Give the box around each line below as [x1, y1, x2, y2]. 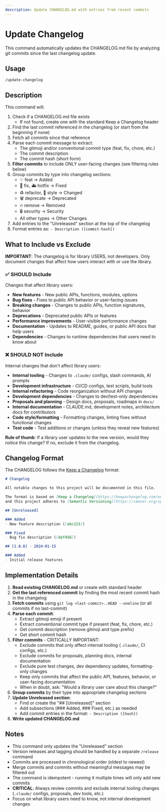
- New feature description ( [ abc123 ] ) [5, 521, 85, 527]
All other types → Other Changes [19, 216, 87, 222]
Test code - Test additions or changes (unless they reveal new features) [12, 425, 160, 431]
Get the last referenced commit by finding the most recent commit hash [12, 589, 160, 595]
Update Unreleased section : [12, 694, 71, 700]
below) [12, 166, 27, 172]
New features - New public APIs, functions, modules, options [12, 292, 138, 298]
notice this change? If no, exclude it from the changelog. [5, 440, 120, 446]
